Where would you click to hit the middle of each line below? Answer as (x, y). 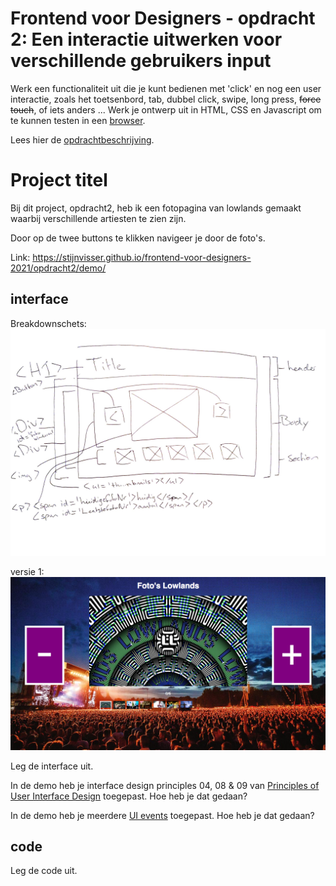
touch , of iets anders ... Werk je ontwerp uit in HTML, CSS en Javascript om (166, 109)
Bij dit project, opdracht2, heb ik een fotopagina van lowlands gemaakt (156, 208)
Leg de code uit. (44, 871)
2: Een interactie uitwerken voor (146, 39)
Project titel (59, 180)
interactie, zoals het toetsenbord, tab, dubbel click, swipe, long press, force (166, 99)
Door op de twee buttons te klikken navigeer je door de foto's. (138, 238)
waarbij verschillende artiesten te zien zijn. (98, 218)
